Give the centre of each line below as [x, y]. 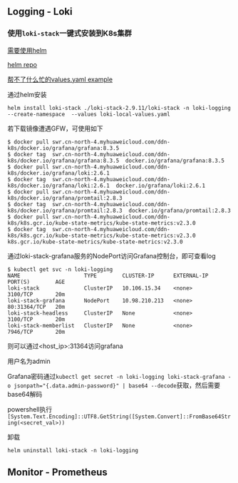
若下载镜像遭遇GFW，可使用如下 [55, 128]
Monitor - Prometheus [58, 473]
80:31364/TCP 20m [36, 307]
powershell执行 [30, 409]
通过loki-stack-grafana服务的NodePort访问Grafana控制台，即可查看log [112, 255]
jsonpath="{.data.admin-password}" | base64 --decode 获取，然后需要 [117, 385]
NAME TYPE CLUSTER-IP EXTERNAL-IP [108, 275]
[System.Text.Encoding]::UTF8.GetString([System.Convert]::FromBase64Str [119, 417]
